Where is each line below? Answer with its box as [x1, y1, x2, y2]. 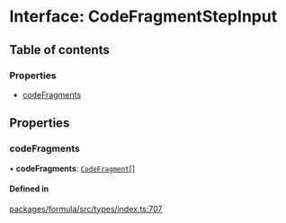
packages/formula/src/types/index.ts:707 [9, 203, 163, 214]
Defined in [9, 183, 49, 194]
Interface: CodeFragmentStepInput [9, 6, 278, 27]
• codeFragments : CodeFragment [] [9, 163, 136, 174]
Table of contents [9, 42, 110, 58]
